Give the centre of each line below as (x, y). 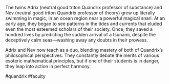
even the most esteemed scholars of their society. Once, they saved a (79, 29)
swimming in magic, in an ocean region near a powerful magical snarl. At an (85, 18)
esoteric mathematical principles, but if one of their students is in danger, (82, 61)
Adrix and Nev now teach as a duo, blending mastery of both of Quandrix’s (84, 50)
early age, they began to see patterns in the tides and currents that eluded (84, 24)
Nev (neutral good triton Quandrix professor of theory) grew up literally (80, 13)
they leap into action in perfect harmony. (48, 66)
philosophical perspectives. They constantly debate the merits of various (82, 55)
